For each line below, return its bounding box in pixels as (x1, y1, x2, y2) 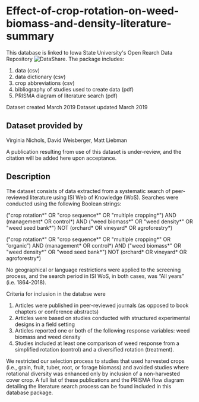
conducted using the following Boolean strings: (6, 200, 122, 207)
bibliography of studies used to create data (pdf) (14, 86, 134, 93)
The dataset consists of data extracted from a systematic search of (6, 187, 171, 194)
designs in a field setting (14, 321, 75, 328)
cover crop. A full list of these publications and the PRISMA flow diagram (6, 376, 184, 384)
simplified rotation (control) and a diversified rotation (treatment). (14, 346, 174, 353)
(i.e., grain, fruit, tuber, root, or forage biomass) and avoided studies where (6, 363, 189, 371)
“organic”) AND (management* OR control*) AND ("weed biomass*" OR (6, 242, 181, 249)
